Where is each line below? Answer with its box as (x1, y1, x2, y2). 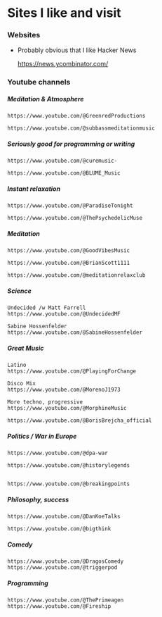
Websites (7, 30, 41, 40)
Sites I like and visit (7, 5, 121, 21)
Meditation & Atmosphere (7, 95, 84, 103)
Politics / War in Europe (7, 432, 77, 440)
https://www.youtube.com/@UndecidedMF (7, 311, 121, 318)
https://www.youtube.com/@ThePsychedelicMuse (7, 215, 142, 222)
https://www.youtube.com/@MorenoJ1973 (7, 386, 121, 394)
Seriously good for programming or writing (7, 139, 135, 148)
